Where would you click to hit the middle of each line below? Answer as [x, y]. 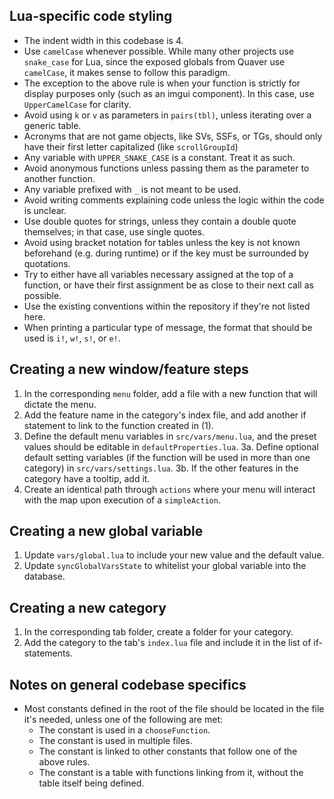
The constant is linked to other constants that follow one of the [168, 751]
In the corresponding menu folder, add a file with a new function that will [170, 393]
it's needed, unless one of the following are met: [123, 720]
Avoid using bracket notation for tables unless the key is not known [162, 242]
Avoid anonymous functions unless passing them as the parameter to [166, 168]
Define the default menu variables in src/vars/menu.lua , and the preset [170, 436]
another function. [59, 178]
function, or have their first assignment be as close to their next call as [168, 285]
